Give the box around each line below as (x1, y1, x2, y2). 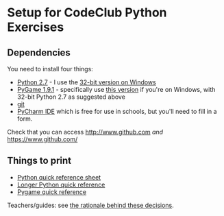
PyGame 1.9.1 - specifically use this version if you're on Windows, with (16, 86, 216, 93)
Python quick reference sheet (16, 173, 101, 181)
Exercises (7, 19, 64, 35)
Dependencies (7, 47, 71, 58)
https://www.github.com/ (7, 135, 78, 143)
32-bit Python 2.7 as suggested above (16, 93, 125, 101)
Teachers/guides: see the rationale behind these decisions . (7, 201, 175, 209)
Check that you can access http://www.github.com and (7, 128, 163, 136)
